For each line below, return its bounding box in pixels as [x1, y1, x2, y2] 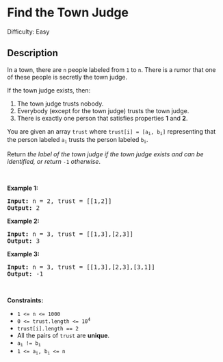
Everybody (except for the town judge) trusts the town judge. [16, 106, 189, 114]
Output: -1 [7, 269, 44, 278]
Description [7, 47, 58, 59]
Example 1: [7, 184, 39, 192]
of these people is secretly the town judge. [7, 73, 128, 81]
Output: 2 [7, 204, 40, 212]
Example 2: [7, 217, 40, 225]
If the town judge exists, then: [7, 86, 91, 94]
